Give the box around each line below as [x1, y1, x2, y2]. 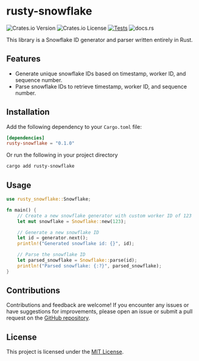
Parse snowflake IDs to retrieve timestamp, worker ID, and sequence [15, 83, 187, 90]
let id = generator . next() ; [17, 235, 88, 241]
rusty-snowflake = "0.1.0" [6, 140, 75, 146]
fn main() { [6, 207, 37, 213]
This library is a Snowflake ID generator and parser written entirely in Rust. [6, 36, 193, 43]
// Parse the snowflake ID [17, 252, 86, 258]
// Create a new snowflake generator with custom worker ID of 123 [17, 213, 192, 219]
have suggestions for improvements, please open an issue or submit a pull [6, 308, 193, 315]
